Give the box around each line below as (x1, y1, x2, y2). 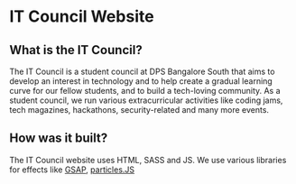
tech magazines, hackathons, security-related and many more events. (9, 105, 269, 115)
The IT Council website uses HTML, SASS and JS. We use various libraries (9, 154, 287, 165)
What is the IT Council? (9, 42, 143, 58)
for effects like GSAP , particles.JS (9, 164, 135, 175)
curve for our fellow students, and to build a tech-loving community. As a (9, 86, 282, 96)
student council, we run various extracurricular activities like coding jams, (9, 95, 283, 106)
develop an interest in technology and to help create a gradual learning (9, 76, 273, 87)
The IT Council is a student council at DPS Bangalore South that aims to (9, 66, 275, 77)
